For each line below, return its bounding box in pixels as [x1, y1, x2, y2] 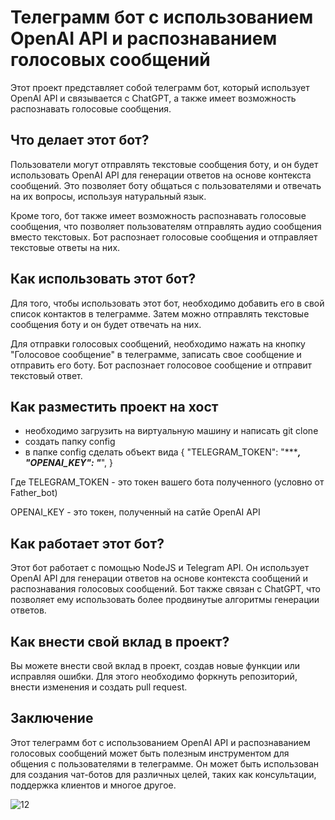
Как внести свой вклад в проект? [10, 633, 230, 650]
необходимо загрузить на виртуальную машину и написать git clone [24, 425, 319, 437]
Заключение [10, 710, 94, 727]
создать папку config [24, 436, 116, 448]
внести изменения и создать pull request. [10, 681, 188, 693]
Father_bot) [10, 487, 58, 499]
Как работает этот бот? [10, 535, 165, 552]
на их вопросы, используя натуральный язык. [10, 190, 207, 202]
